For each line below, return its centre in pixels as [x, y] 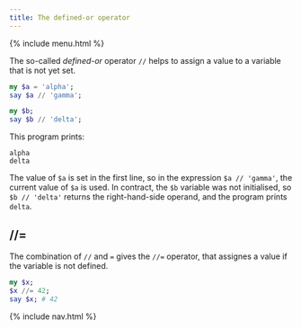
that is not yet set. [43, 70]
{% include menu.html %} [57, 43]
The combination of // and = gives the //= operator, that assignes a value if [148, 256]
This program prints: [47, 137]
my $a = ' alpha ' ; [42, 86]
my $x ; [22, 282]
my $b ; [22, 111]
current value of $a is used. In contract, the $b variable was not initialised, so [150, 187]
